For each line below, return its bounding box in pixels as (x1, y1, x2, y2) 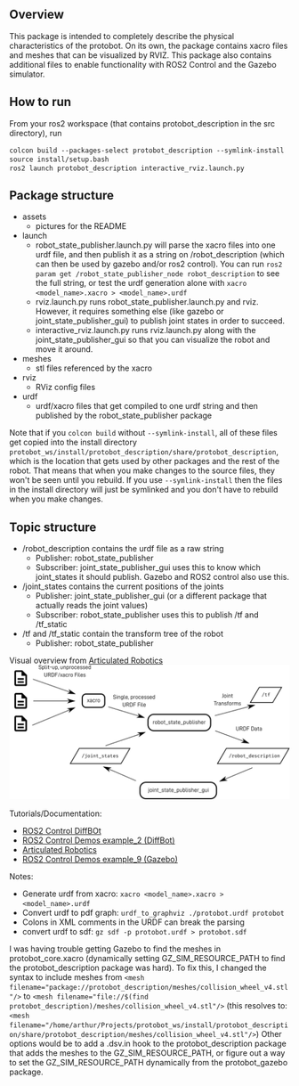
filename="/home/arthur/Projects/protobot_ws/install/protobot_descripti (9, 1021, 289, 1030)
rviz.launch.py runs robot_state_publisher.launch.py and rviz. (35, 297, 260, 307)
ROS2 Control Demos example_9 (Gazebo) (21, 854, 178, 865)
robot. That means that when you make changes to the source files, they (9, 465, 276, 476)
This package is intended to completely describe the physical (9, 30, 234, 41)
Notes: (9, 871, 34, 882)
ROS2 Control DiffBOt (21, 826, 101, 837)
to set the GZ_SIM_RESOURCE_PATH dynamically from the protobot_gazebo (9, 1057, 288, 1068)
